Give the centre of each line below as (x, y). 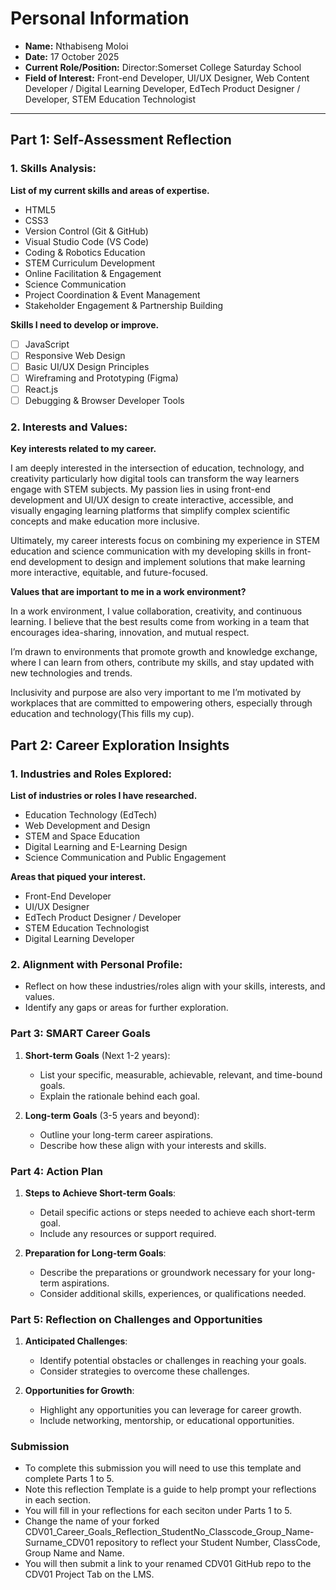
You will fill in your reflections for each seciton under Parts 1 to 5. (158, 1511)
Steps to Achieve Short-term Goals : (100, 1193)
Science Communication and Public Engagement (125, 857)
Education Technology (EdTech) (91, 814)
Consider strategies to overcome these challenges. (144, 1371)
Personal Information (100, 18)
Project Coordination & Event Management (112, 294)
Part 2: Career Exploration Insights (120, 745)
